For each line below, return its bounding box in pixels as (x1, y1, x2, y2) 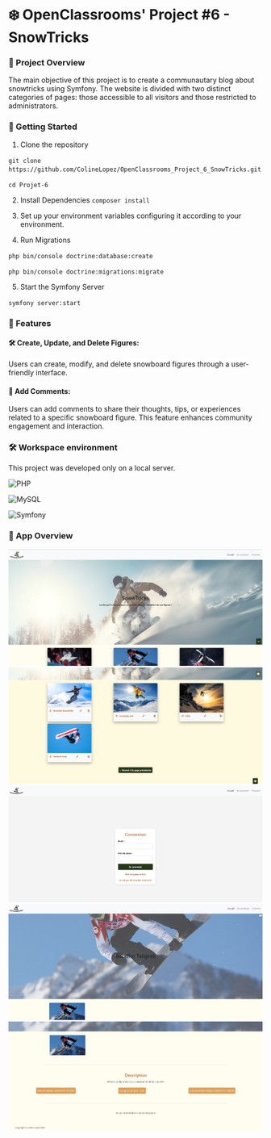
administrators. (8, 101, 59, 111)
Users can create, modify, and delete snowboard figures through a (8, 359, 230, 369)
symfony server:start (8, 299, 81, 307)
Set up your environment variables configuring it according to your (19, 211, 242, 220)
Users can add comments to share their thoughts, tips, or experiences (8, 404, 241, 414)
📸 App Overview (8, 530, 73, 542)
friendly (8, 367, 35, 377)
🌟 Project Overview (8, 57, 85, 69)
